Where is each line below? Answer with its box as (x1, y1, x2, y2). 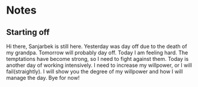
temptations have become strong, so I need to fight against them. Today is (6, 56, 189, 62)
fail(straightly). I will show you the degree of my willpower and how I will (6, 68, 183, 75)
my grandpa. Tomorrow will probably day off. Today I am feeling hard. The (6, 49, 188, 56)
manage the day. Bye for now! (6, 75, 80, 81)
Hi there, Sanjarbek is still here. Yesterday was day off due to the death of (6, 43, 187, 50)
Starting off (6, 27, 50, 37)
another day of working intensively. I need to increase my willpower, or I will (6, 62, 192, 69)
